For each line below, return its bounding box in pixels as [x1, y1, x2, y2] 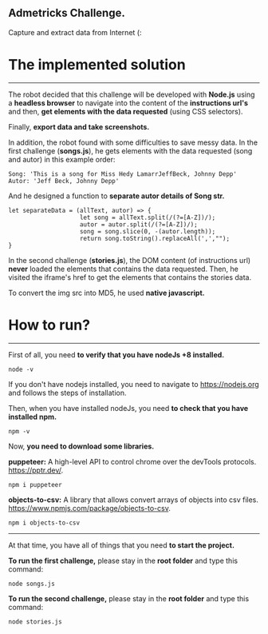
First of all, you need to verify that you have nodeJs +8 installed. [8, 349, 225, 359]
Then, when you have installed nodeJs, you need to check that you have [8, 403, 249, 413]
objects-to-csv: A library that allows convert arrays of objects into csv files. [8, 495, 259, 504]
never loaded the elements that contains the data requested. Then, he [8, 264, 239, 273]
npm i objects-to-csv [8, 519, 81, 527]
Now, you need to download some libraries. [8, 441, 155, 451]
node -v [8, 365, 34, 373]
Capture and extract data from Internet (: [8, 27, 142, 37]
